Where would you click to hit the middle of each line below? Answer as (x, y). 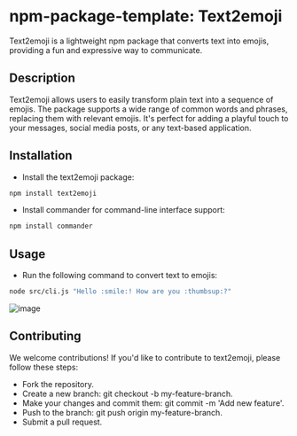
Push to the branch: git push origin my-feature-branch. (122, 412)
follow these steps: (43, 367)
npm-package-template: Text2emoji (146, 16)
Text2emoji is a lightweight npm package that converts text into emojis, (139, 41)
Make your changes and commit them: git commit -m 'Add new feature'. (153, 403)
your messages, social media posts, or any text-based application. (130, 128)
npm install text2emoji (53, 193)
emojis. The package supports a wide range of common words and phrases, (148, 109)
